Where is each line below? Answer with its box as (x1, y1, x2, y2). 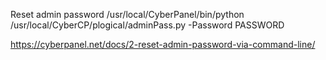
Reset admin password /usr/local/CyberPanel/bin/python (10, 9, 245, 20)
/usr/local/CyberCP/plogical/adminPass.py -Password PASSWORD (10, 19, 285, 31)
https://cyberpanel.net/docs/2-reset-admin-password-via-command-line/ (10, 39, 316, 50)
